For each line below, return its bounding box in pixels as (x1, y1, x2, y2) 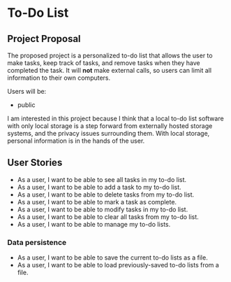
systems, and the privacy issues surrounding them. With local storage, (7, 129, 210, 137)
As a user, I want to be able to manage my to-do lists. (17, 220, 171, 228)
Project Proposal (7, 33, 82, 45)
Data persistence (7, 237, 67, 247)
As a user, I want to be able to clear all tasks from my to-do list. (17, 212, 199, 221)
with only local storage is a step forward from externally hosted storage (7, 122, 213, 130)
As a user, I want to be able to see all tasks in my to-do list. (17, 175, 187, 183)
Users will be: (7, 87, 47, 95)
